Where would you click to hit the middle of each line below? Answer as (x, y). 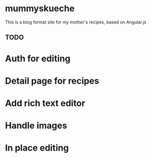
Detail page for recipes (52, 81)
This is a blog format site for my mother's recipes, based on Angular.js (76, 22)
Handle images (36, 126)
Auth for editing (38, 58)
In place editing (37, 148)
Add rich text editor (45, 103)
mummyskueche (40, 9)
